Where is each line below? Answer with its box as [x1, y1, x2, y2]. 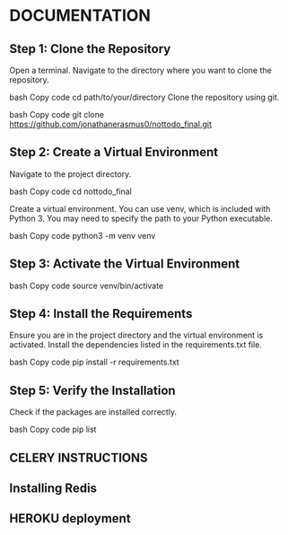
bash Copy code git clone [9, 110, 105, 119]
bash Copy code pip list [9, 424, 97, 435]
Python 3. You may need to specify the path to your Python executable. [9, 213, 274, 224]
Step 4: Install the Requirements [9, 306, 193, 321]
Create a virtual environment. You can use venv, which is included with [9, 203, 271, 214]
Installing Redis [9, 481, 97, 496]
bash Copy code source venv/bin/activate [9, 280, 164, 291]
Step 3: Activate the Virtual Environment [9, 257, 240, 272]
